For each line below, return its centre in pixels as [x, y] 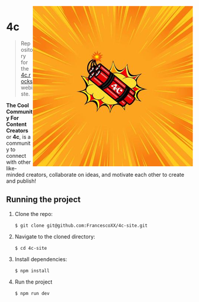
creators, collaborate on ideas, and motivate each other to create [105, 174]
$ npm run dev [32, 293]
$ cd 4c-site [31, 248]
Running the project [44, 200]
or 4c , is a [18, 136]
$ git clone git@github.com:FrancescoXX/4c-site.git [81, 225]
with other [19, 162]
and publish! [21, 181]
